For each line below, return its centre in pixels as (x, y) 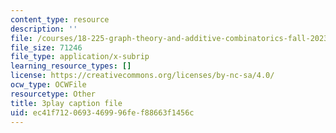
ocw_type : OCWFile (48, 85)
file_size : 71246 (46, 47)
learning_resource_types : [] (71, 66)
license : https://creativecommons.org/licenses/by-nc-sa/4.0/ (142, 76)
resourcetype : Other (53, 94)
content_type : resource (60, 19)
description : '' (44, 29)
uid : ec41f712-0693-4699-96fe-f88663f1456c (102, 112)
